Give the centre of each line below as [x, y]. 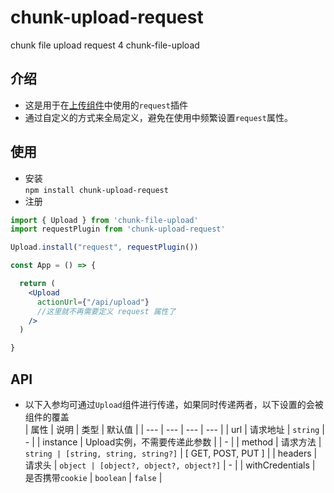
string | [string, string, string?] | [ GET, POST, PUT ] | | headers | [171, 453]
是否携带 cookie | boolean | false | [93, 477]
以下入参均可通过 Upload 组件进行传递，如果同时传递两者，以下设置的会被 [174, 404]
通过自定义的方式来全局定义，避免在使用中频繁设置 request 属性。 [158, 117]
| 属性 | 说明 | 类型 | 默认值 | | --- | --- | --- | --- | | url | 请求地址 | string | [174, 429]
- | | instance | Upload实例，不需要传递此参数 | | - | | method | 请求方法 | [173, 442]
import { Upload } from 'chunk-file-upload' [104, 220]
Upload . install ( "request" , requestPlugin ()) [104, 247]
